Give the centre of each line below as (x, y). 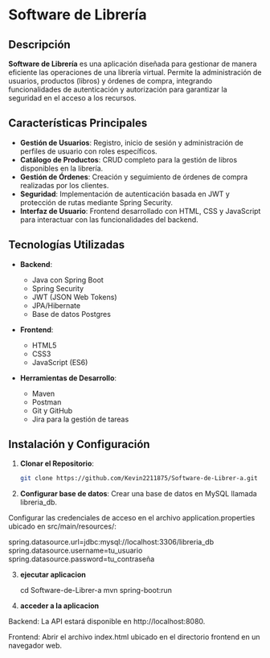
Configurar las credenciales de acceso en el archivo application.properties (132, 518)
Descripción (39, 45)
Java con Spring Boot (68, 280)
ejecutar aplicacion (53, 575)
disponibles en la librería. (61, 168)
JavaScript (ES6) (60, 362)
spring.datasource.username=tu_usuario (76, 551)
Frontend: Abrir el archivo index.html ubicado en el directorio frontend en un (134, 637)
